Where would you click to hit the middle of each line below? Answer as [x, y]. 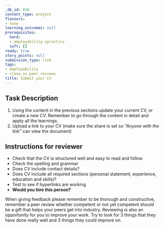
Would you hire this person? [41, 190]
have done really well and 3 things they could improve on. [63, 220]
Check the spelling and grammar [45, 163]
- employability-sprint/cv [37, 42]
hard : [15, 37]
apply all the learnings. [35, 121]
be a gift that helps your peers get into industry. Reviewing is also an [74, 210]
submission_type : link [28, 60]
